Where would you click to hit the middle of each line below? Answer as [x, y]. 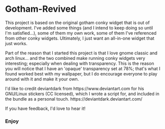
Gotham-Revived [41, 9]
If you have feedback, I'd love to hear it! [45, 108]
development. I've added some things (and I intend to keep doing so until [79, 27]
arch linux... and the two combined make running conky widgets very [75, 58]
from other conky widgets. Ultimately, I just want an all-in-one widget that [80, 38]
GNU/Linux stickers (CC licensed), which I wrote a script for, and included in [82, 94]
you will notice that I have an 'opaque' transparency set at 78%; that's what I [83, 68]
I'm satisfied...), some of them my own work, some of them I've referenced [81, 33]
